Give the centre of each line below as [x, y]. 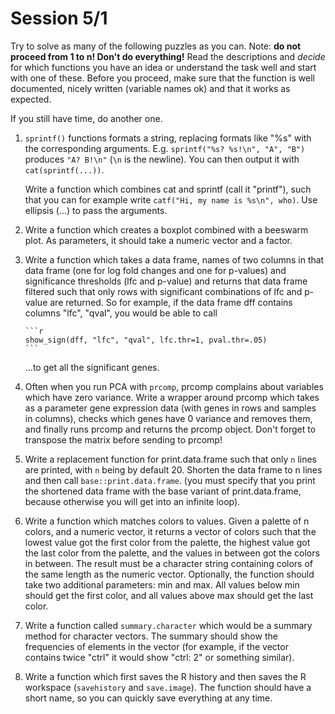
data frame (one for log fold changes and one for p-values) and [155, 270]
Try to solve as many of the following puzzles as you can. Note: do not [156, 46]
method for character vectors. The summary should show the [151, 636]
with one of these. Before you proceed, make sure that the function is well [162, 78]
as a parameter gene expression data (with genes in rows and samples [170, 408]
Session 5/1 [59, 18]
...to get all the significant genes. [92, 367]
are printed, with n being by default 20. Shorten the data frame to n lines [173, 469]
